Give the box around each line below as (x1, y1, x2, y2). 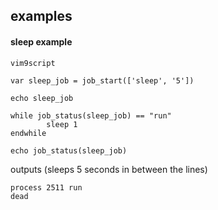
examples (10, 8, 73, 25)
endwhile (10, 128, 47, 138)
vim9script (10, 58, 56, 68)
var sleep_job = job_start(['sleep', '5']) (10, 75, 195, 86)
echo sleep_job (10, 93, 74, 103)
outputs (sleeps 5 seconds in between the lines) (10, 163, 208, 175)
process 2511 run (10, 182, 83, 193)
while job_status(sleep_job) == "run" (10, 110, 172, 121)
